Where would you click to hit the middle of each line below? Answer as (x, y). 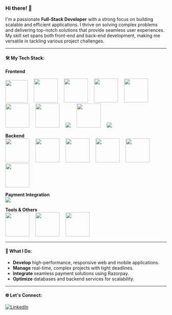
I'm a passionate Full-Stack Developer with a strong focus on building (79, 19)
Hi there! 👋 (19, 8)
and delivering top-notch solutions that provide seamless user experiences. (85, 30)
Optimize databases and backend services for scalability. (73, 279)
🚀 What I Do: (19, 251)
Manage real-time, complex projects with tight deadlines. (73, 268)
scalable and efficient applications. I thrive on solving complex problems (81, 25)
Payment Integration (28, 195)
